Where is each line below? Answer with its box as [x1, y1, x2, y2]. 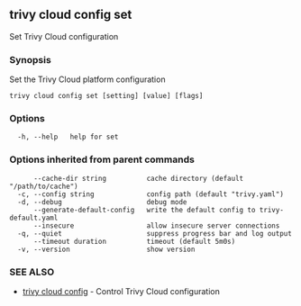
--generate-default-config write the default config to [32, 205, 256, 214]
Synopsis [9, 53, 51, 66]
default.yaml [9, 213, 59, 222]
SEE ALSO [9, 265, 55, 278]
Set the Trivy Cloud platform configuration [9, 74, 166, 85]
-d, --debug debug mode [17, 197, 187, 206]
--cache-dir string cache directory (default [32, 174, 244, 183]
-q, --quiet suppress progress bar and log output [17, 229, 293, 238]
